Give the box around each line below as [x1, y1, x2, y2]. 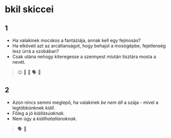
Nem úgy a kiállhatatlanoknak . [12, 116, 77, 122]
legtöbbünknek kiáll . [12, 104, 55, 111]
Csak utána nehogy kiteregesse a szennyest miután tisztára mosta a [12, 53, 157, 60]
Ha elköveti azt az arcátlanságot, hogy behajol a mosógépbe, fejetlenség [12, 43, 166, 49]
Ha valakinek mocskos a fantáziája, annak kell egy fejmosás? [12, 37, 141, 43]
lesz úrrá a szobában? [12, 48, 59, 54]
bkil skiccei [5, 4, 54, 15]
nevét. [12, 59, 26, 65]
